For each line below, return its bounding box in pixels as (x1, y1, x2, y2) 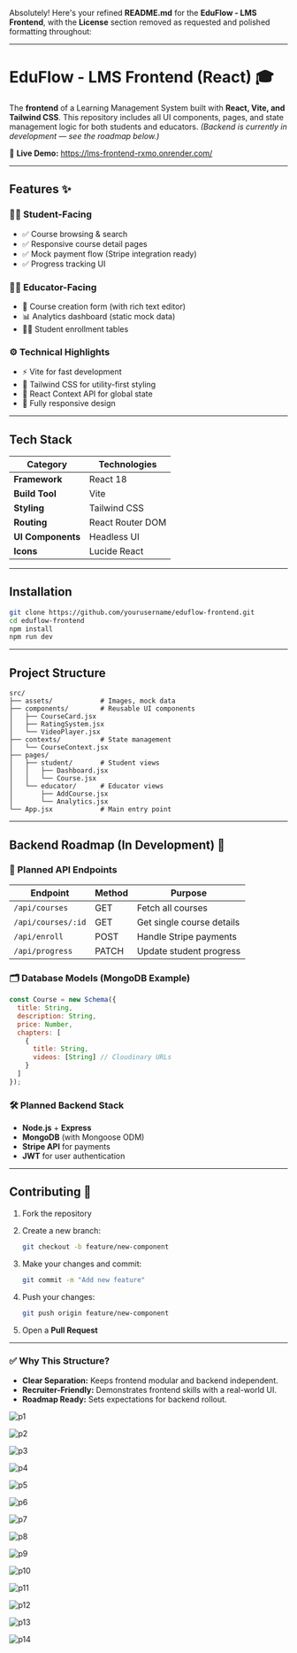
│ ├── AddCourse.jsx (9, 789, 109, 799)
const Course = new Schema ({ (9, 996, 117, 1004)
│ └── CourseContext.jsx (9, 743, 109, 752)
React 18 (88, 473, 127, 486)
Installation (9, 584, 72, 600)
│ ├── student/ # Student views (9, 758, 161, 768)
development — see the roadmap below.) (9, 130, 160, 141)
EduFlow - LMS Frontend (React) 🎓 (9, 67, 274, 88)
